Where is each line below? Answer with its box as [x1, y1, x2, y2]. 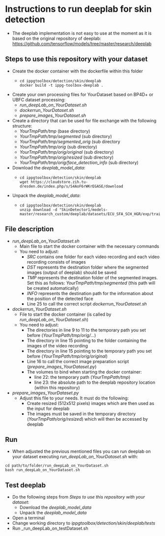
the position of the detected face [27, 296, 93, 301]
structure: [12, 123, 32, 129]
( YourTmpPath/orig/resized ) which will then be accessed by [27, 416, 148, 422]
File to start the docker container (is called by [19, 311, 111, 317]
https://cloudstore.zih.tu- [30, 179, 88, 184]
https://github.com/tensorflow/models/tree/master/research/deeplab [12, 40, 152, 46]
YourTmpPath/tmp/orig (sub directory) [19, 144, 97, 150]
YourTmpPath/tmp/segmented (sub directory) [19, 133, 112, 139]
